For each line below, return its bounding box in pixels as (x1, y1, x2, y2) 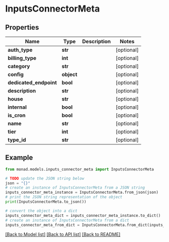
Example (5, 153, 33, 162)
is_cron (8, 112, 26, 119)
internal (8, 104, 27, 111)
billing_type (8, 55, 37, 61)
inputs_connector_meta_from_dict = (5, 222, 80, 227)
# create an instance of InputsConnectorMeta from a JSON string (5, 185, 145, 190)
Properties (5, 23, 39, 32)
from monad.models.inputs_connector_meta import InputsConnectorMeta (5, 167, 154, 172)
